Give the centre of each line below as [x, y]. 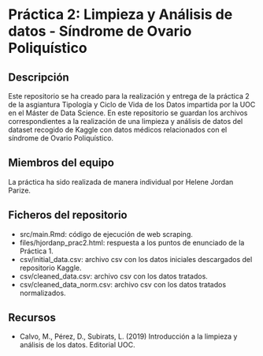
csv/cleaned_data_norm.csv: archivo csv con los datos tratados [123, 284]
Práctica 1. [36, 251]
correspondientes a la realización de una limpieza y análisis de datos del [126, 121]
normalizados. [43, 293]
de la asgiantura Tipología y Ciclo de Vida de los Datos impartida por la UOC [132, 105]
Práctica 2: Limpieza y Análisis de [120, 15]
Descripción [39, 77]
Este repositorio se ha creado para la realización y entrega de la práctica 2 [129, 96]
